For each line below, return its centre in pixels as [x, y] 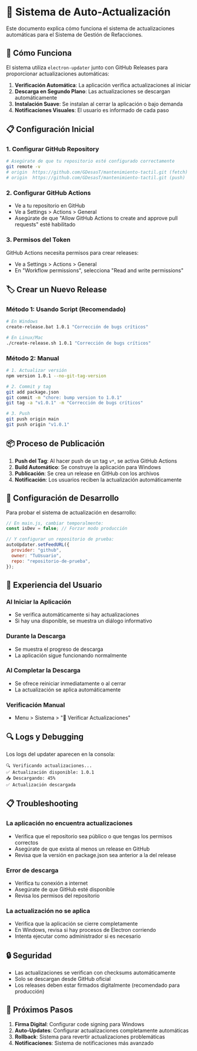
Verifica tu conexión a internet [51, 883]
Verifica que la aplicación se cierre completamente [76, 924]
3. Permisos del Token [38, 240]
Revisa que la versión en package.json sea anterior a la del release [95, 855]
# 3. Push [18, 414]
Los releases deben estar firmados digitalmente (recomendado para [97, 985]
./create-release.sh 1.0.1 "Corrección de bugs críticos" [79, 343]
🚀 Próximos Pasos [40, 1010]
